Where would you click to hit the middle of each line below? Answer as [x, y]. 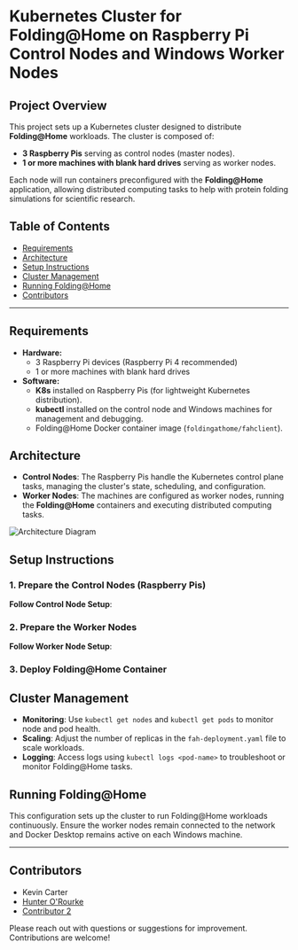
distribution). [59, 400]
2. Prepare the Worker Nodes [73, 627]
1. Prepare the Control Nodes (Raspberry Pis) [108, 585]
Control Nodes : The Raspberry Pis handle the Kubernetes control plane [153, 477]
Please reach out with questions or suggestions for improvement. [129, 928]
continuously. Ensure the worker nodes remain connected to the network [142, 825]
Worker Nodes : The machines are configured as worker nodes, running [153, 496]
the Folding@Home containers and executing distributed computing [147, 505]
